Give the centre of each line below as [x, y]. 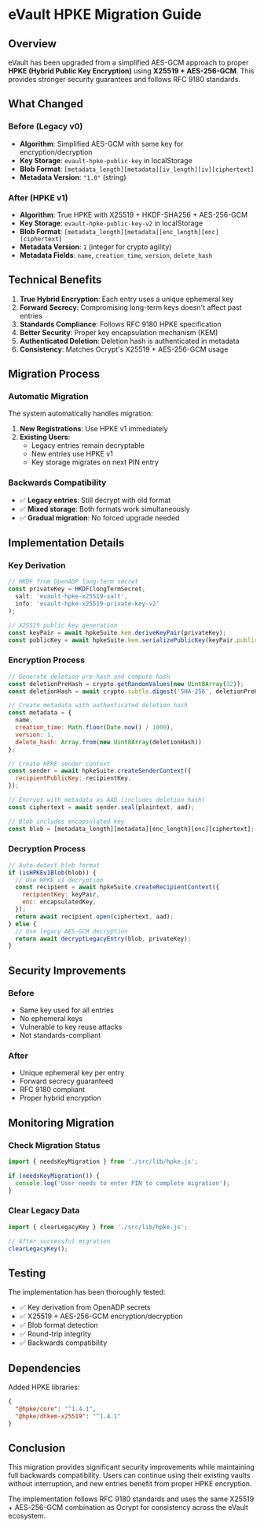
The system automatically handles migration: [81, 414]
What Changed [46, 104]
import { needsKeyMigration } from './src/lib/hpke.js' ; [103, 1161]
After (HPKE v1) [38, 197]
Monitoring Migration [61, 1122]
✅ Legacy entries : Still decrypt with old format [95, 500]
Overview [33, 44]
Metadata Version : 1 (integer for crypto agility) [95, 247]
